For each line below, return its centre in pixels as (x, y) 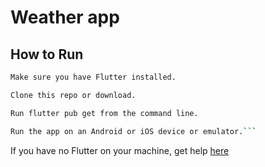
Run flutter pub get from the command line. (104, 113)
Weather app (65, 17)
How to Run (47, 54)
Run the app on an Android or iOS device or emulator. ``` (133, 131)
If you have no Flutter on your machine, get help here (120, 150)
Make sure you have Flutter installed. (93, 77)
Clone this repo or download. (73, 95)
